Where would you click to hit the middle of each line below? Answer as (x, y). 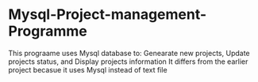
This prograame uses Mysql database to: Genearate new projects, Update (129, 53)
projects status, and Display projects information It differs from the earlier (128, 61)
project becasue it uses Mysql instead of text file (88, 69)
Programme (48, 31)
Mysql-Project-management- (108, 15)
